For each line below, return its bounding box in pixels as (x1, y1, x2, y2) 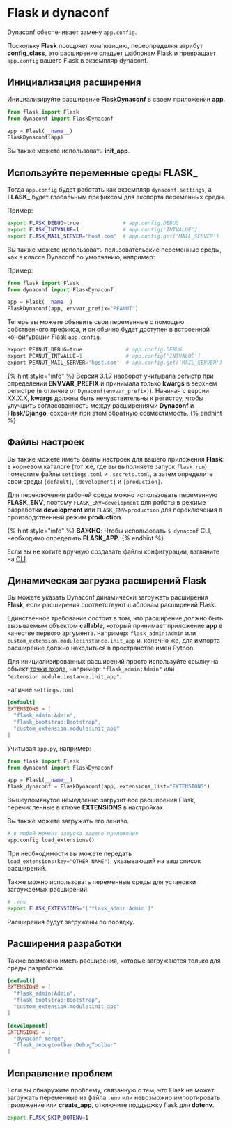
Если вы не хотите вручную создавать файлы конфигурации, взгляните (7, 547, 220, 556)
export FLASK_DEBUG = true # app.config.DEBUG (7, 220, 179, 227)
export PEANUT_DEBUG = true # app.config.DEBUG (7, 346, 183, 353)
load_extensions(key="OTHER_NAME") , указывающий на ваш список (7, 856, 201, 865)
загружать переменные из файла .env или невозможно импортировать (7, 1093, 221, 1102)
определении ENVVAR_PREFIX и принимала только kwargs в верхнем (7, 379, 217, 388)
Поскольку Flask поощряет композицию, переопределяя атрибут (7, 41, 203, 49)
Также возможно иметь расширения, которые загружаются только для (7, 956, 221, 965)
